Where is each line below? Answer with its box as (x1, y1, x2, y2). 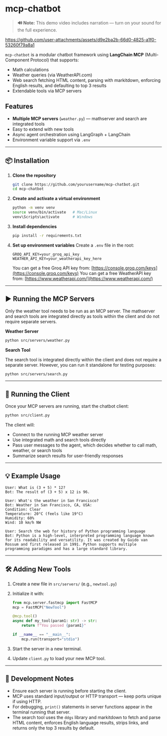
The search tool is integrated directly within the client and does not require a (5, 356, 162, 362)
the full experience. (17, 27, 57, 33)
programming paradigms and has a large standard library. (5, 546, 128, 551)
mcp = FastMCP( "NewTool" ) (12, 605, 66, 610)
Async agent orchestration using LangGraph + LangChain (12, 131, 131, 137)
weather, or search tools (12, 448, 62, 454)
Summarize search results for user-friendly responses (12, 453, 123, 459)
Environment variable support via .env (12, 137, 90, 143)
